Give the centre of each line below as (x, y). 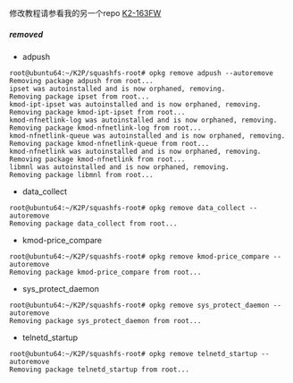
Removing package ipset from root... (80, 97)
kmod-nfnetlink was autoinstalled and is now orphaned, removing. (135, 151)
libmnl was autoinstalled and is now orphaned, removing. (119, 167)
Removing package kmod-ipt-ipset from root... (97, 112)
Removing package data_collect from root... (93, 223)
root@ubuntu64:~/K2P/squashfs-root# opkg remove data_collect (127, 208)
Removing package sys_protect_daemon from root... (105, 320)
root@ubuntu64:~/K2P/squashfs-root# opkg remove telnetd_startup (133, 353)
